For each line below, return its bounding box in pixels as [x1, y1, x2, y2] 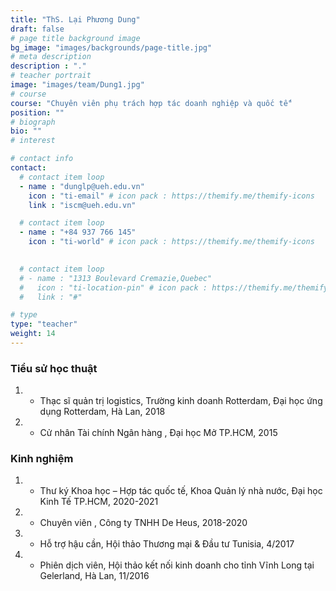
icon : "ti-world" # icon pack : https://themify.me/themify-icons [28, 237, 315, 247]
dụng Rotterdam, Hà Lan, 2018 [39, 406, 166, 418]
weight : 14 [10, 329, 56, 339]
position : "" [10, 107, 65, 118]
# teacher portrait [10, 71, 92, 81]
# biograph [10, 117, 56, 127]
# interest [10, 136, 56, 146]
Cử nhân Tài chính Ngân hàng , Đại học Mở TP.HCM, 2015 [39, 427, 278, 439]
